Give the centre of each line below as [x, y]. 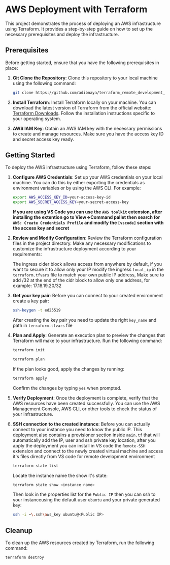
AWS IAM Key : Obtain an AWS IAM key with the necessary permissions [87, 128]
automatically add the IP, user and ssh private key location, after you [84, 440]
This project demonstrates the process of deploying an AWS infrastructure [83, 23]
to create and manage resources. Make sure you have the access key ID [88, 134]
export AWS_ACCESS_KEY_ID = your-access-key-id [61, 197]
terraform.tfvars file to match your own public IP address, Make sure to [88, 275]
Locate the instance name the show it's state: [60, 475]
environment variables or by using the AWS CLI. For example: [77, 188]
